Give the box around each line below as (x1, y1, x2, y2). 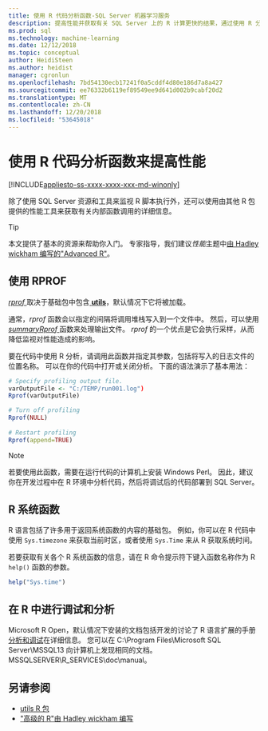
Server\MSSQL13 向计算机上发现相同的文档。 (8, 645, 157, 655)
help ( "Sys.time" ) (8, 578, 66, 586)
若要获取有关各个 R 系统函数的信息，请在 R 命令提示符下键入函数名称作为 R (8, 553, 255, 562)
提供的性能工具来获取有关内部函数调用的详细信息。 (8, 206, 176, 216)
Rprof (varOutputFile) (8, 392, 81, 400)
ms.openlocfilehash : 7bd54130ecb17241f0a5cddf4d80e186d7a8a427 (8, 78, 223, 86)
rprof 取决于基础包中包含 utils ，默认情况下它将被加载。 (8, 297, 190, 306)
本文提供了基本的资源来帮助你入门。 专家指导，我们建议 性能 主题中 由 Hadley (8, 238, 259, 248)
